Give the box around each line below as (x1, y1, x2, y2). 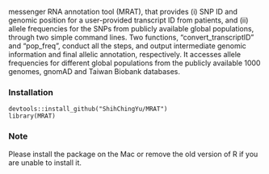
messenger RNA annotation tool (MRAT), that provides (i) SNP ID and (8, 7, 238, 16)
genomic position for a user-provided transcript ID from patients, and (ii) (8, 15, 249, 25)
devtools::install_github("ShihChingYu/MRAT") (8, 105, 168, 114)
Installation (8, 86, 54, 97)
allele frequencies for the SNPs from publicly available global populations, (8, 24, 254, 33)
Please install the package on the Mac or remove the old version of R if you (8, 149, 258, 159)
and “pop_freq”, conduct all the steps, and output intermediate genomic (8, 41, 246, 51)
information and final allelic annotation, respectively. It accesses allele (8, 50, 241, 59)
